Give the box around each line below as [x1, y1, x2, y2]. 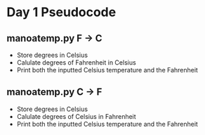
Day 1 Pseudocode [6, 4, 117, 20]
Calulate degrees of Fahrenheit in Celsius [16, 58, 136, 67]
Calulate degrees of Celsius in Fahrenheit [16, 112, 136, 120]
